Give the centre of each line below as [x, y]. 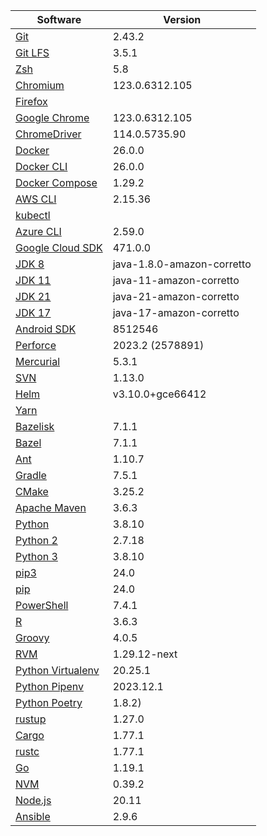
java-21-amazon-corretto [176, 296]
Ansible [33, 816]
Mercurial [38, 361]
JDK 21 [33, 296]
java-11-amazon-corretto [176, 280]
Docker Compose [56, 182]
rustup [31, 719]
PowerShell [42, 605]
